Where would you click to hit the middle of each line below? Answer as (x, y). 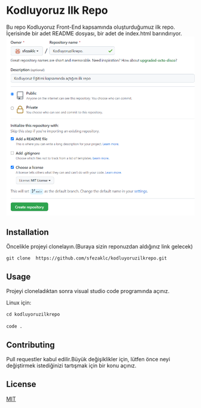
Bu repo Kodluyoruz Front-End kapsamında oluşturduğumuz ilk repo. (91, 27)
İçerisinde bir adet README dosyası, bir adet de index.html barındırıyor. (94, 33)
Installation (28, 232)
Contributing (31, 345)
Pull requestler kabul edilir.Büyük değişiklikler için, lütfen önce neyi (88, 359)
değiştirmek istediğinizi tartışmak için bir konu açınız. (71, 365)
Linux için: (19, 303)
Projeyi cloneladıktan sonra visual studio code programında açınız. (88, 291)
